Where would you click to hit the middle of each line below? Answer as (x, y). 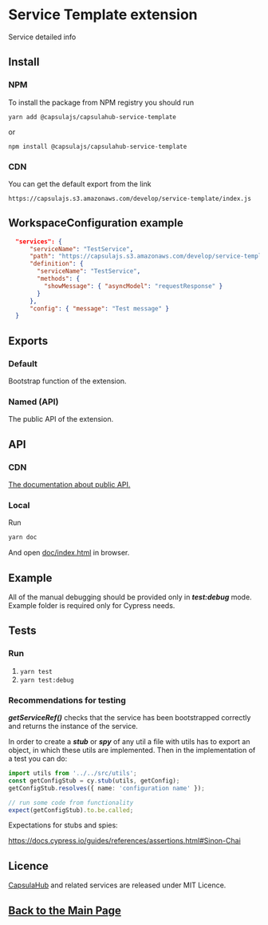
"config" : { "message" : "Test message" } (99, 308)
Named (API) (33, 402)
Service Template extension (103, 15)
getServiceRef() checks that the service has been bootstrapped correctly (130, 717)
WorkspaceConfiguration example (96, 223)
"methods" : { (59, 279)
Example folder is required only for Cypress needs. (92, 606)
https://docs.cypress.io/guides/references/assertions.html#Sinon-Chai (124, 841)
